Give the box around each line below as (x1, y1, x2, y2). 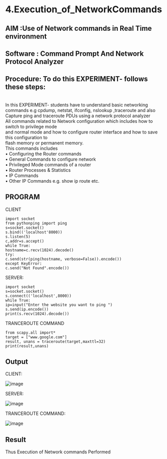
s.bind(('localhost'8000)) (5, 229, 63, 235)
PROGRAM (5, 193, 40, 202)
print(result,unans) (5, 343, 49, 348)
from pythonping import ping (5, 221, 67, 226)
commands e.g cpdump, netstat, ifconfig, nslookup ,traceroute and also (5, 107, 156, 113)
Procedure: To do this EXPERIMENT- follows (5, 75, 148, 83)
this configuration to (5, 134, 48, 140)
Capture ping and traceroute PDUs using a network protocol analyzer (5, 113, 151, 119)
